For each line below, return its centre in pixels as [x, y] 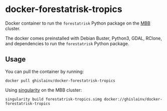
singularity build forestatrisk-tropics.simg [53, 99]
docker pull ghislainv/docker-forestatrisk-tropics [60, 81]
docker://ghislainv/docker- [133, 99]
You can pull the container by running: [45, 71]
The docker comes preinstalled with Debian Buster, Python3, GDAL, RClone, [83, 38]
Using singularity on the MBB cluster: [44, 90]
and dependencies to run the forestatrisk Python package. [67, 43]
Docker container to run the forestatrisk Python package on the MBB [78, 23]
